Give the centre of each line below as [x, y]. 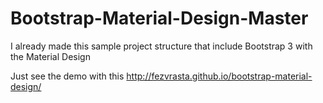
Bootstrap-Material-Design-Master [159, 18]
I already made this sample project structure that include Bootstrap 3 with [161, 46]
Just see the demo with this [67, 76]
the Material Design [50, 56]
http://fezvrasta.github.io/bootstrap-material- [219, 76]
